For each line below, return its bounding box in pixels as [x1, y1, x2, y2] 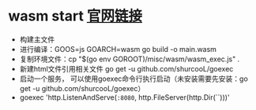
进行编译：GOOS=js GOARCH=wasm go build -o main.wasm [19, 44, 217, 53]
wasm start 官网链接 [8, 7, 143, 25]
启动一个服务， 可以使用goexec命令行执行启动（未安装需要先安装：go [19, 74, 249, 83]
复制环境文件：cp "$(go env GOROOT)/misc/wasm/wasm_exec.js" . [19, 54, 240, 64]
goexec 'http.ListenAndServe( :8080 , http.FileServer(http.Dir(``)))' [19, 92, 231, 102]
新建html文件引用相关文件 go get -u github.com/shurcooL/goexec [19, 64, 234, 73]
